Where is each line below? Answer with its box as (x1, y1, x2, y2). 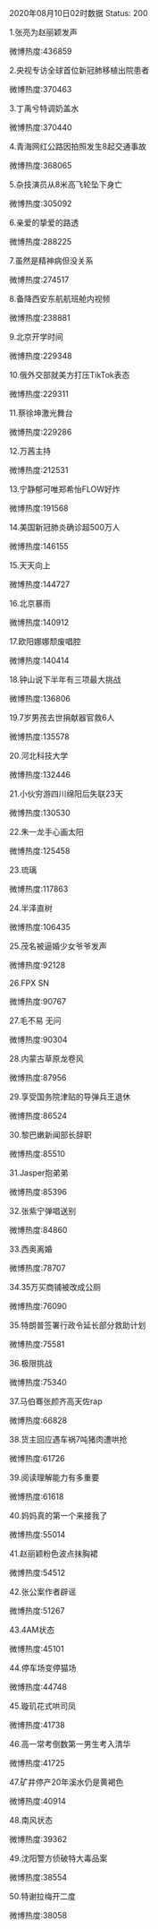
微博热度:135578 (9, 731, 70, 742)
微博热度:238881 (9, 313, 71, 323)
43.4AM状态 (9, 1624, 55, 1635)
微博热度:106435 (9, 922, 71, 932)
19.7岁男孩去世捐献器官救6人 (9, 712, 115, 723)
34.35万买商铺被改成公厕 (9, 1282, 101, 1292)
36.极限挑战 (9, 1358, 53, 1368)
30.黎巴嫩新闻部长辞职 (9, 1130, 92, 1140)
